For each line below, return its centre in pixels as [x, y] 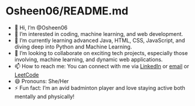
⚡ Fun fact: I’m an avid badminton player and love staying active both [100, 87]
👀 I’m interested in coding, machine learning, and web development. [99, 34]
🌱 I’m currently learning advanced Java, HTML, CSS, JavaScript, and [100, 40]
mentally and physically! [44, 96]
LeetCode [26, 75]
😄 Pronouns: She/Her [42, 81]
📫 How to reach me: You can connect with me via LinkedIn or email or [102, 66]
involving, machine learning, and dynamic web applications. [88, 59]
